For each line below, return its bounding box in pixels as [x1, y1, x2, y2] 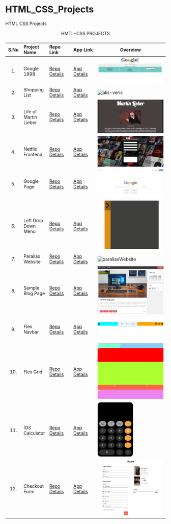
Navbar [23, 329, 39, 335]
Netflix [23, 146, 37, 152]
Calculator [23, 430, 45, 436]
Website [23, 259, 41, 265]
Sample [23, 285, 40, 291]
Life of [23, 108, 37, 114]
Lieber [23, 119, 37, 126]
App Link [73, 46, 93, 53]
